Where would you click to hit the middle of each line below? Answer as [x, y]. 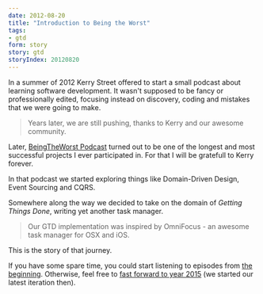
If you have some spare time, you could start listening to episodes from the [130, 265]
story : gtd [26, 52]
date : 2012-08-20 [37, 15]
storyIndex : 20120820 [44, 60]
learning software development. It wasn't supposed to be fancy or [116, 90]
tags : [17, 30]
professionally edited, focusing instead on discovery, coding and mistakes [129, 99]
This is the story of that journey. [60, 250]
